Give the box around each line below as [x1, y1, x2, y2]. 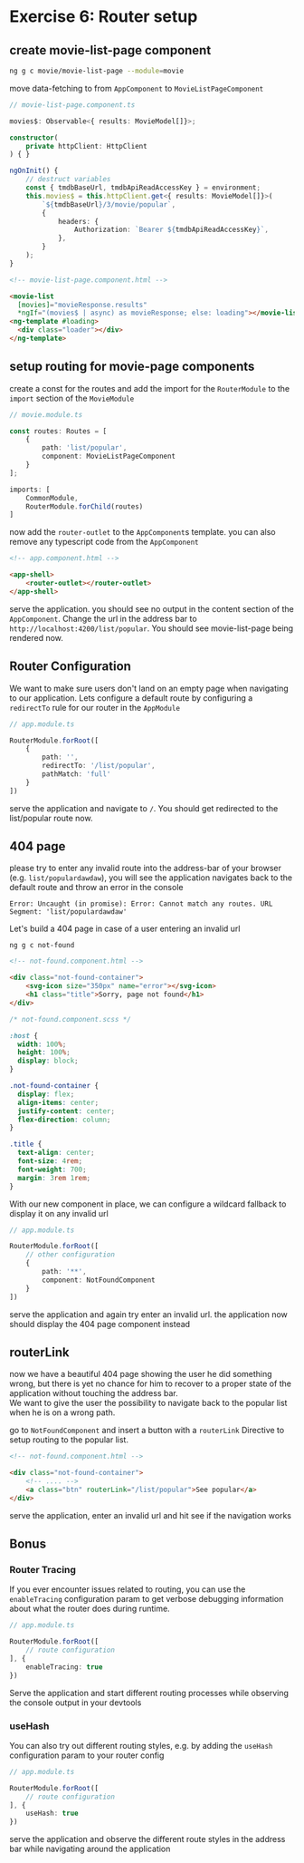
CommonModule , [25, 493, 79, 502]
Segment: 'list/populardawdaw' [9, 907, 128, 917]
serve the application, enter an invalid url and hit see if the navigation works [9, 1509, 292, 1520]
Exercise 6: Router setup [9, 6, 198, 27]
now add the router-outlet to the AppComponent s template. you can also [9, 527, 276, 538]
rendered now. [9, 632, 63, 643]
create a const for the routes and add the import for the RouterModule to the [9, 383, 290, 393]
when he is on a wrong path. [9, 1407, 116, 1418]
